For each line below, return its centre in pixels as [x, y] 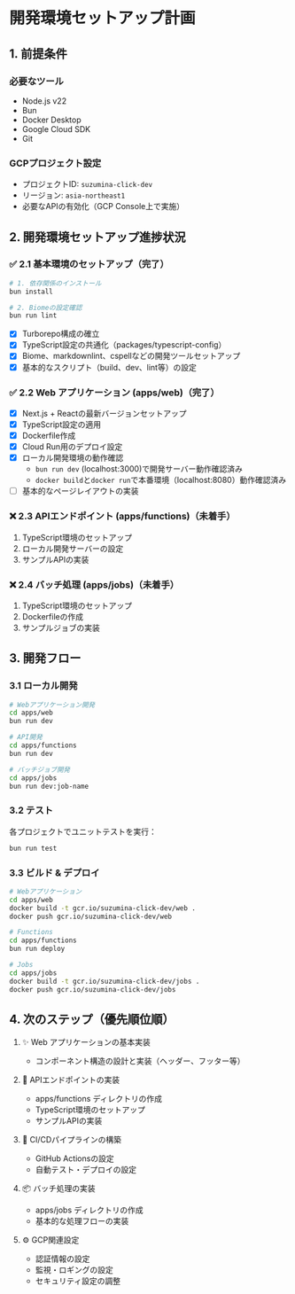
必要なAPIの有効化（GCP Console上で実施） [103, 207]
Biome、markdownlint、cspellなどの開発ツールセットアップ [131, 356]
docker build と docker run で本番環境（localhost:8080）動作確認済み [160, 480]
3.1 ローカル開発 [43, 686]
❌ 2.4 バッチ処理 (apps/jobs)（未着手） [94, 584]
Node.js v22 [44, 101]
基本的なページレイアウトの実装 [80, 491]
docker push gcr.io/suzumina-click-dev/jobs [93, 989]
